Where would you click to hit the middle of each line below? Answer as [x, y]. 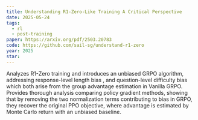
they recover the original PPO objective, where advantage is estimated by [97, 105]
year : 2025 [20, 51]
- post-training [32, 34]
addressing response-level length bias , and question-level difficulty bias [97, 80]
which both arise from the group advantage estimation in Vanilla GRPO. [94, 86]
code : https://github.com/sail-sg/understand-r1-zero [75, 46]
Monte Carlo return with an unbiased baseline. [64, 112]
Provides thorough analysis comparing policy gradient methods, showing [97, 92]
